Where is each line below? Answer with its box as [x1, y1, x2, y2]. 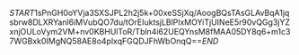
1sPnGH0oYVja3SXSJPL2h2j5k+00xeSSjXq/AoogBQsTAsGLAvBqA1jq [34, 8, 290, 18]
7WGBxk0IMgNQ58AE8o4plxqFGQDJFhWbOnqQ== [9, 35, 203, 46]
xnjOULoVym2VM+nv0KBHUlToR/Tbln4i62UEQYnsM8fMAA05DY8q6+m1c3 [9, 27, 291, 36]
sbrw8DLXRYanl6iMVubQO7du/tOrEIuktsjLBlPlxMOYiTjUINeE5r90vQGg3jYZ [9, 17, 290, 27]
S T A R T [9, 8, 35, 18]
